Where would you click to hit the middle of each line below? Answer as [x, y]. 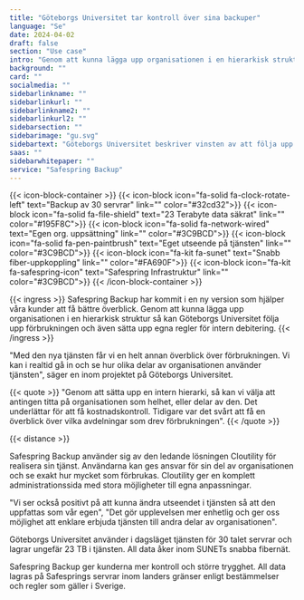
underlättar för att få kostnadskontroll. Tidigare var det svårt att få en [138, 411]
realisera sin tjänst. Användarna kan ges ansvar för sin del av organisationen [152, 466]
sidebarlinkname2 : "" [50, 111]
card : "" [26, 77]
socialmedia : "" [40, 85]
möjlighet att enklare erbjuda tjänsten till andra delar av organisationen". [143, 522]
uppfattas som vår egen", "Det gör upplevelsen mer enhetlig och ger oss [145, 512]
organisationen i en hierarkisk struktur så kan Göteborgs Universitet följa [144, 319]
